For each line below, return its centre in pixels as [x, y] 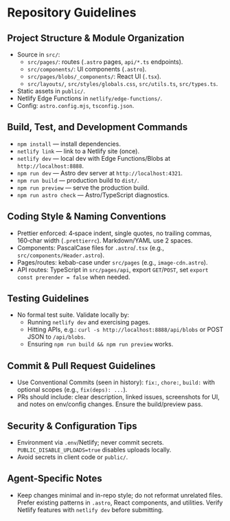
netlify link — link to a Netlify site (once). [78, 151]
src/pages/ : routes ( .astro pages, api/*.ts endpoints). [105, 62]
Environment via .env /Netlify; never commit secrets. [91, 443]
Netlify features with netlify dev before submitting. [90, 509]
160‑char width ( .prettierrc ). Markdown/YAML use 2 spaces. [105, 240]
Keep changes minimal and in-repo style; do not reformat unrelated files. [120, 495]
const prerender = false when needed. [73, 277]
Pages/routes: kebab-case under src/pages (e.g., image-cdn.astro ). [112, 262]
